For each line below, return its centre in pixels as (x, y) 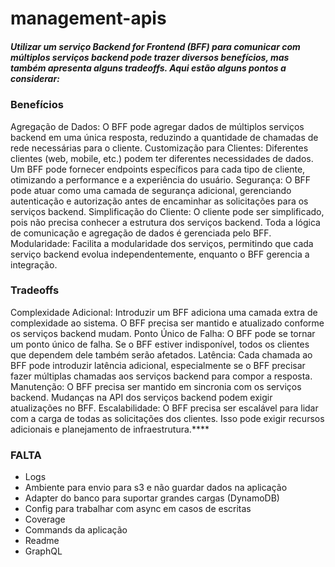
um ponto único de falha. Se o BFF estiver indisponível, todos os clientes (160, 344)
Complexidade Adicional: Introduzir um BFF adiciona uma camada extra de (164, 312)
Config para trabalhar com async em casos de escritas (138, 509)
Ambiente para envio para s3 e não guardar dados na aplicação (156, 488)
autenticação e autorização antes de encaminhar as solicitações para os (159, 201)
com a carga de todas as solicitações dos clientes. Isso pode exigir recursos (167, 418)
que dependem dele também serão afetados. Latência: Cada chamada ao (161, 354)
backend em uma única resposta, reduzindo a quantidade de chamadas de (164, 137)
